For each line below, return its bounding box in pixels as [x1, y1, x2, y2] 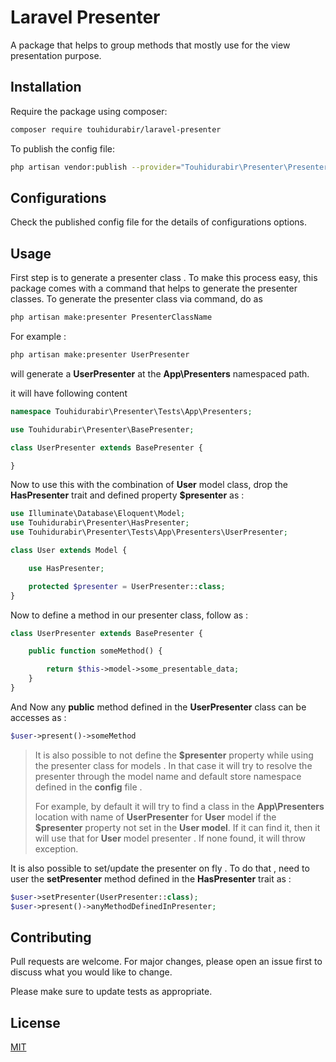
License [10, 1014, 61, 1031]
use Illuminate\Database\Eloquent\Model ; [10, 509, 186, 519]
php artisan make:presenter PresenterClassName [10, 312, 213, 323]
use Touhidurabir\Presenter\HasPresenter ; [10, 518, 190, 528]
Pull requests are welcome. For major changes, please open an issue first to [10, 956, 323, 968]
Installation [10, 79, 82, 96]
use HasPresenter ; [28, 563, 105, 573]
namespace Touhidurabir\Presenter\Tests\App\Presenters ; [10, 406, 253, 416]
